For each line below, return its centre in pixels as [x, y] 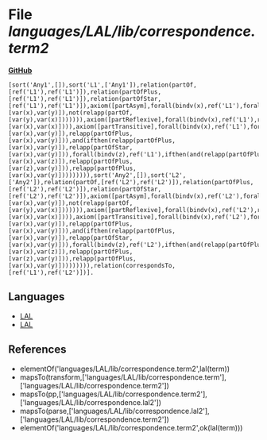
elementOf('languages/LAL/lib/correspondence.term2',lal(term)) [125, 369]
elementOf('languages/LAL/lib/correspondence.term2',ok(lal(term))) [131, 427]
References [37, 350]
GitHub [20, 70]
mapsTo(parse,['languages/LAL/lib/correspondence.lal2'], [114, 411]
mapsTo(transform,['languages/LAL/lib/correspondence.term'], [123, 377]
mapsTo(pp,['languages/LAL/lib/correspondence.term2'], [114, 394]
